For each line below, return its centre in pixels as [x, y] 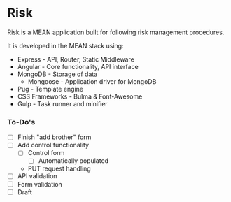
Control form [46, 153]
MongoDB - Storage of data [57, 74]
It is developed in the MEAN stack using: [65, 45]
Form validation [40, 184]
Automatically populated [73, 161]
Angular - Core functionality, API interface [78, 66]
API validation [37, 176]
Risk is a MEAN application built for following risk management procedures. [116, 32]
